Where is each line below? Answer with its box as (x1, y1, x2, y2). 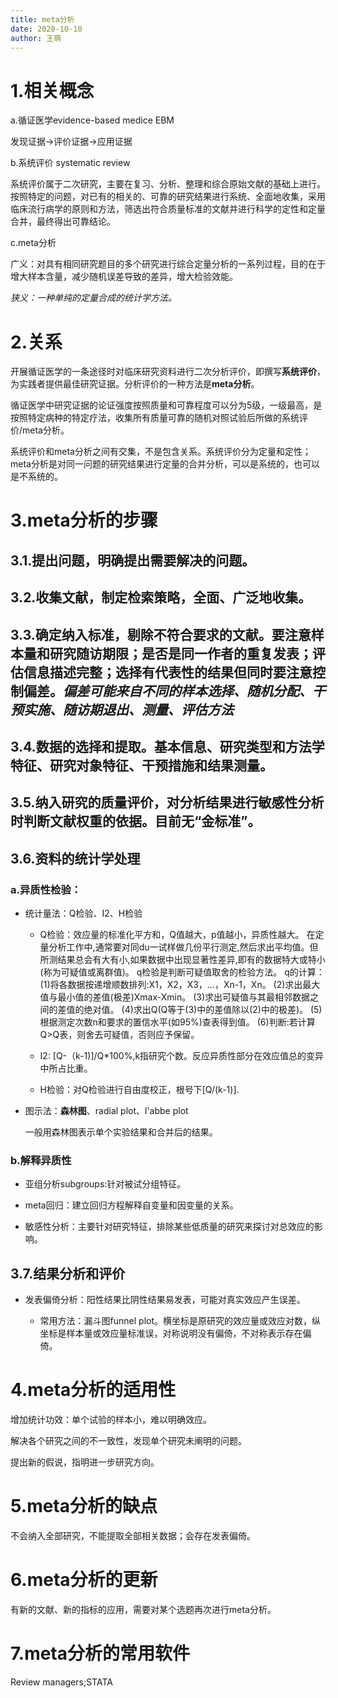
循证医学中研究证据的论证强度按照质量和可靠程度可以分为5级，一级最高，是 (10, 399, 323, 411)
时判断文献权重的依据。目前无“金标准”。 (10, 813, 262, 830)
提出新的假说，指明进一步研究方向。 (10, 1456, 160, 1468)
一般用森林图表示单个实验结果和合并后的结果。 (24, 1126, 218, 1138)
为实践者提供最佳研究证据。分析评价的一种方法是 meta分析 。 (10, 378, 260, 390)
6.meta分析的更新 (10, 1569, 158, 1591)
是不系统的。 (10, 471, 63, 483)
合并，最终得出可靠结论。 (10, 216, 116, 228)
